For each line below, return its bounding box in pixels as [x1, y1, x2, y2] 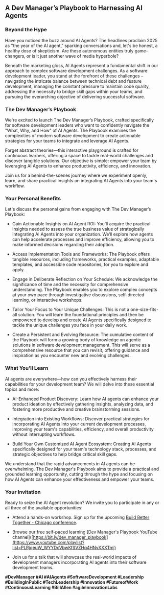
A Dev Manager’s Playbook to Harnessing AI [5, 4, 143, 12]
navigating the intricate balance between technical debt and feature [5, 78, 142, 84]
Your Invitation [5, 488, 41, 495]
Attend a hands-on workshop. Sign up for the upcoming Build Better [12, 514, 150, 520]
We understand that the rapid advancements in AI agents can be [5, 460, 135, 467]
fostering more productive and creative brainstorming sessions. [12, 406, 141, 412]
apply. [12, 267, 25, 273]
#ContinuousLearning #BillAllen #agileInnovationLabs [5, 584, 118, 590]
